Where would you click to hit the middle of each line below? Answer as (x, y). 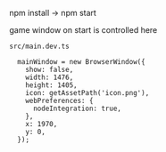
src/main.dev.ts (39, 46)
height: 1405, (51, 85)
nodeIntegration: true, (77, 108)
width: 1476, (50, 77)
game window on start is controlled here (83, 30)
